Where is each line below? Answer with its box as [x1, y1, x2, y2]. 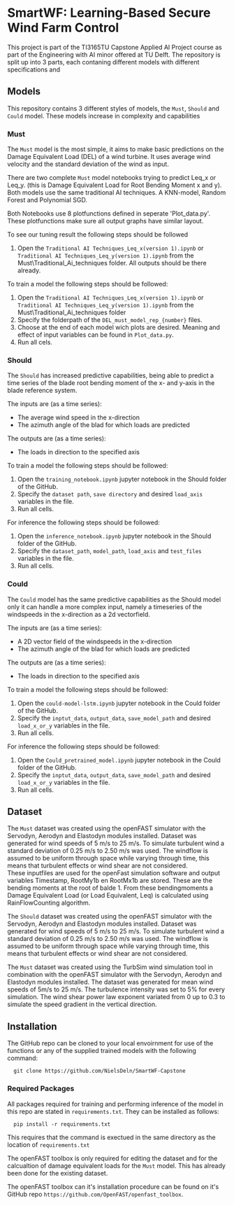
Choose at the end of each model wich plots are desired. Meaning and [17, 323, 220, 332]
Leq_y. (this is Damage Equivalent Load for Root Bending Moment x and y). [7, 181, 222, 190]
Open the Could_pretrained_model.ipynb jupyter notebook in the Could [17, 755, 221, 764]
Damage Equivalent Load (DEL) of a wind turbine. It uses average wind [7, 153, 211, 161]
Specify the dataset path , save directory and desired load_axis [17, 490, 203, 499]
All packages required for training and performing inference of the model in [7, 1099, 224, 1108]
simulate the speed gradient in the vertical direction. [7, 1000, 157, 1009]
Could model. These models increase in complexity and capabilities [7, 111, 200, 120]
